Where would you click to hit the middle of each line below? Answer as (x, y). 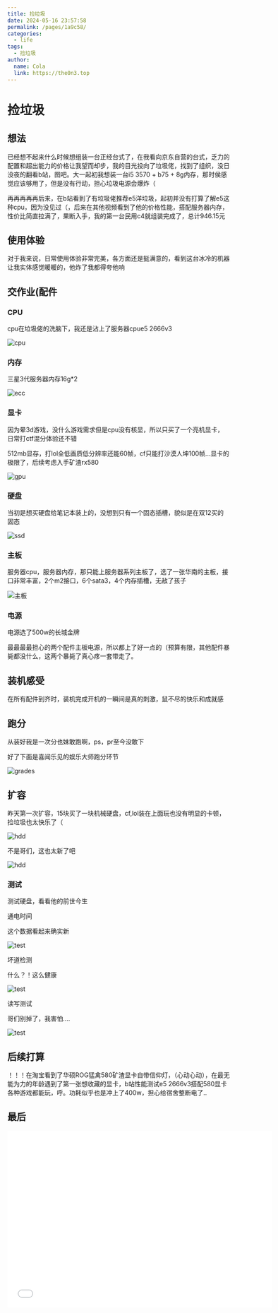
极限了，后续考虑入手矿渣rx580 (53, 462)
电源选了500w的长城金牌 (43, 632)
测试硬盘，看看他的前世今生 (48, 901)
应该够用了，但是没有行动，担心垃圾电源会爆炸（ (84, 183)
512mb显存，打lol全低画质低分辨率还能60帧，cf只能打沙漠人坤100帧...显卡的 (118, 453)
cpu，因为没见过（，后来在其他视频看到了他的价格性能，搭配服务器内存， (121, 207)
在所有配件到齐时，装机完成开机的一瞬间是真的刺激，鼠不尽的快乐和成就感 (115, 699)
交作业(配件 (32, 291)
